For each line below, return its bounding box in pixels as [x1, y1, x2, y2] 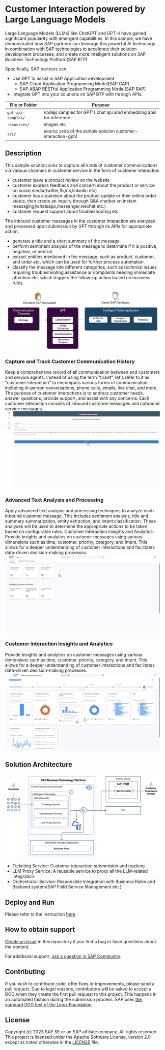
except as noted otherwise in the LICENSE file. [5, 1039, 99, 1045]
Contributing [5, 968, 45, 976]
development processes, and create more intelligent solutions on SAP [5, 51, 146, 57]
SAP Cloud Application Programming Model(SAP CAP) [19, 80, 130, 87]
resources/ [7, 122, 29, 127]
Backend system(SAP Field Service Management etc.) [12, 884, 122, 890]
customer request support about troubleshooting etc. [12, 208, 120, 214]
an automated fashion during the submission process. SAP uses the [5, 996, 142, 1002]
